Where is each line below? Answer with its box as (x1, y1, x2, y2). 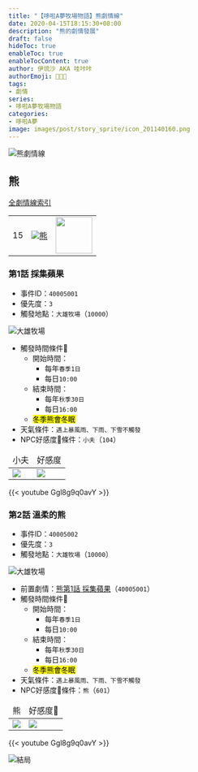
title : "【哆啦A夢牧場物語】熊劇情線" (8, 11, 124, 20)
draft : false (8, 34, 53, 43)
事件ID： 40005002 (19, 529, 79, 539)
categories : (8, 110, 49, 119)
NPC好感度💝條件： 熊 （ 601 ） (19, 685, 115, 695)
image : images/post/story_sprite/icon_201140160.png (8, 125, 191, 133)
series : (8, 95, 35, 103)
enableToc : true (8, 50, 63, 58)
